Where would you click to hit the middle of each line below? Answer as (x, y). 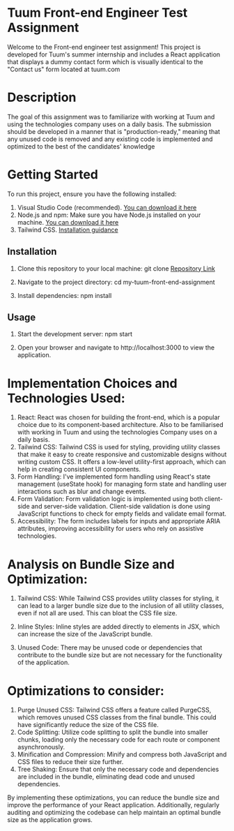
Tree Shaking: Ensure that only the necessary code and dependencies (118, 770)
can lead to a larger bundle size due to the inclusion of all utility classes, (120, 606)
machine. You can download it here (68, 222)
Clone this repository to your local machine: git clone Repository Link (116, 268)
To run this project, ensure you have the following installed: (92, 194)
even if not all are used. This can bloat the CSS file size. (97, 613)
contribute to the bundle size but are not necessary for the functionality (120, 655)
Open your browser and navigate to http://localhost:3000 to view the (116, 347)
